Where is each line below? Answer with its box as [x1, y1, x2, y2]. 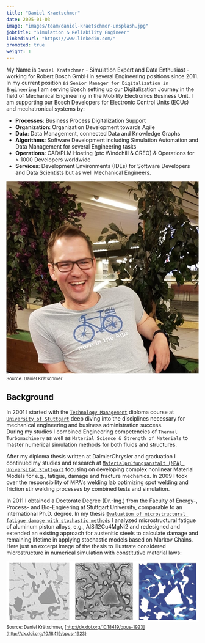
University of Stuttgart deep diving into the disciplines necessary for [6, 414, 185, 422]
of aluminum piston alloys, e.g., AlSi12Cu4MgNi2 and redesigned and [6, 523, 181, 530]
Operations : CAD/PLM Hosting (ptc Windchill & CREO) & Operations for [15, 149, 195, 156]
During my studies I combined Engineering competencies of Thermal [6, 428, 178, 435]
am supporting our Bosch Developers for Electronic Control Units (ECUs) [6, 98, 189, 106]
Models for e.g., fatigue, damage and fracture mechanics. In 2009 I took [6, 472, 188, 479]
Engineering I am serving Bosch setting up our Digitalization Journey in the [6, 86, 194, 93]
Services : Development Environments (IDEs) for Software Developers [15, 162, 190, 169]
